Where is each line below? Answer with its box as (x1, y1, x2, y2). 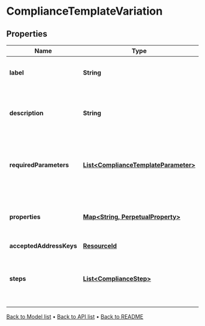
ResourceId (83, 242, 117, 250)
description (9, 109, 44, 117)
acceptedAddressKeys (9, 242, 77, 250)
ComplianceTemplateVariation (6, 4, 163, 18)
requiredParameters (9, 161, 69, 169)
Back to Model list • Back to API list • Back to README (6, 313, 143, 320)
